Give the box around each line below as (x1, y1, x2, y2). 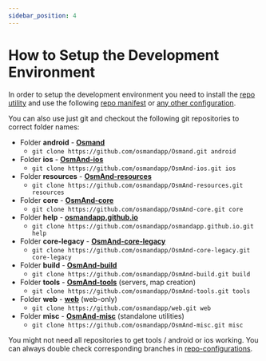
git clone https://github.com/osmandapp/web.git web (31, 304, 212, 312)
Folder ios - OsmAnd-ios (19, 154, 104, 164)
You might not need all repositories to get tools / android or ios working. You (8, 335, 259, 344)
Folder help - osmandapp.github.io (19, 212, 138, 222)
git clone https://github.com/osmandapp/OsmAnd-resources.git (31, 181, 244, 189)
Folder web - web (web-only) (19, 294, 117, 303)
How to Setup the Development (8, 46, 220, 64)
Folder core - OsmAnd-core (19, 195, 114, 204)
